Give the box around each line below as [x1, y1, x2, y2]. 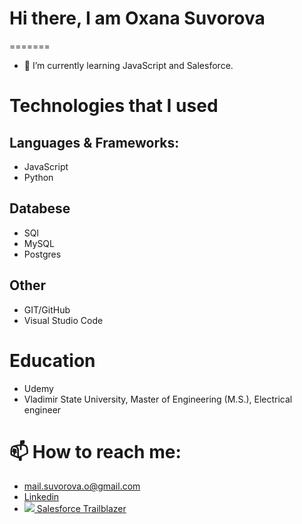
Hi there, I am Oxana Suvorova [9, 7, 266, 30]
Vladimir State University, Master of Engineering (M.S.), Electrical [23, 393, 293, 405]
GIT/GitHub [23, 303, 71, 316]
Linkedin [23, 491, 60, 503]
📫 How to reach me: [9, 440, 182, 463]
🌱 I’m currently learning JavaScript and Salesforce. [23, 59, 234, 71]
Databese [9, 200, 71, 217]
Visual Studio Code [23, 314, 104, 326]
